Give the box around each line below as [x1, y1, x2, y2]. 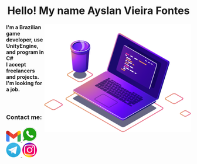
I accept [6, 61, 26, 68]
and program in [6, 48, 44, 55]
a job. [6, 86, 21, 93]
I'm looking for [6, 79, 43, 86]
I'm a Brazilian [6, 23, 42, 30]
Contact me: [6, 113, 42, 121]
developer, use [6, 36, 43, 43]
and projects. [6, 73, 39, 80]
